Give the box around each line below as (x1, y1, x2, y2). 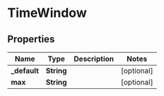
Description (74, 54, 115, 64)
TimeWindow (7, 5, 87, 21)
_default (11, 66, 39, 76)
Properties (7, 33, 55, 45)
